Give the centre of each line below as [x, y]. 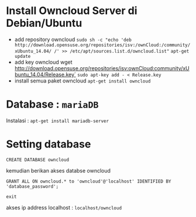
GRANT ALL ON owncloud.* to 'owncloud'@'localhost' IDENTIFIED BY [89, 181]
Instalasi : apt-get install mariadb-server [58, 120]
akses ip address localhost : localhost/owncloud [64, 207]
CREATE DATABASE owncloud [37, 160]
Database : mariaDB [52, 104]
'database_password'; [32, 186]
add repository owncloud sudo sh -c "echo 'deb [73, 39]
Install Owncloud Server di [72, 11]
